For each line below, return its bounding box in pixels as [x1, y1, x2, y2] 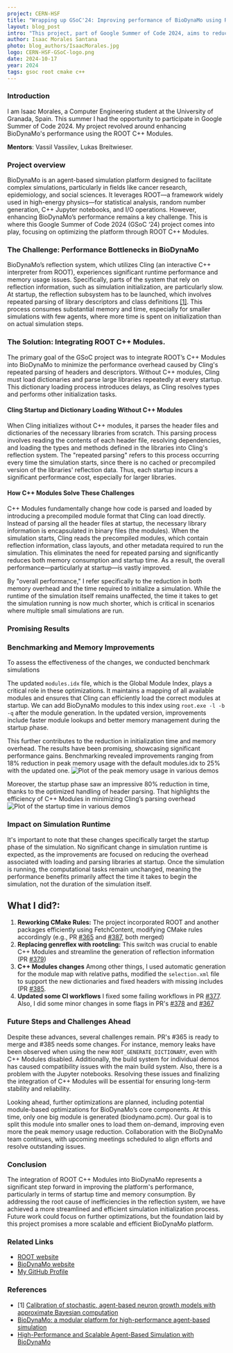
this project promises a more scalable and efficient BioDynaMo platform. [7, 1220, 214, 1228]
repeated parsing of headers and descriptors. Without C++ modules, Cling [7, 368, 220, 376]
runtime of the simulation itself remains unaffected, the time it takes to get [7, 592, 218, 600]
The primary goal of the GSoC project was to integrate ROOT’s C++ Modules [7, 353, 226, 362]
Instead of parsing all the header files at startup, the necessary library [7, 519, 207, 528]
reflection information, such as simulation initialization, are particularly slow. [7, 283, 224, 291]
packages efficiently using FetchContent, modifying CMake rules [17, 925, 203, 934]
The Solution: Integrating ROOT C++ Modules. [7, 337, 166, 347]
